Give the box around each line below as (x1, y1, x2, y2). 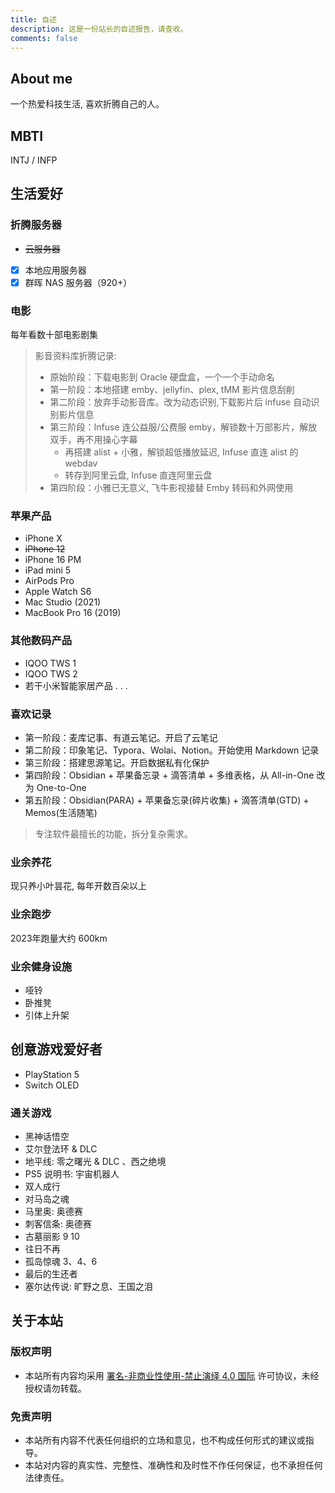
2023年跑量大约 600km (10, 932, 108, 944)
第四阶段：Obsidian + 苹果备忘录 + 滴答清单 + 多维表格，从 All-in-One (24, 769, 315, 781)
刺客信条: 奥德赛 (24, 1218, 92, 1230)
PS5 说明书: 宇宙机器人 (24, 1168, 120, 1180)
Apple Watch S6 (24, 586, 92, 598)
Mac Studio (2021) (24, 596, 102, 608)
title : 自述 (10, 14, 57, 25)
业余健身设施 (10, 959, 73, 973)
